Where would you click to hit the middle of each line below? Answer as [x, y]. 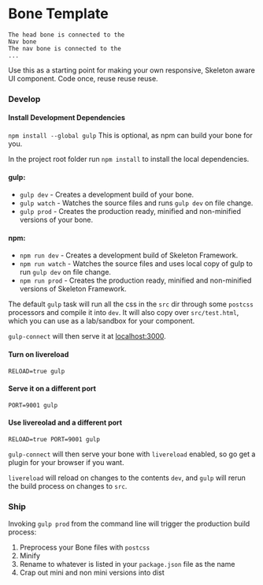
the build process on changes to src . [68, 486]
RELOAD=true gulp [37, 371]
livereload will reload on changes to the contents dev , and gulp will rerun [127, 478]
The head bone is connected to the [67, 35]
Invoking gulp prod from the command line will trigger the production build [129, 524]
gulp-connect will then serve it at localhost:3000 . [87, 336]
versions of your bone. [56, 220]
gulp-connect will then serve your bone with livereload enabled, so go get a [132, 454]
